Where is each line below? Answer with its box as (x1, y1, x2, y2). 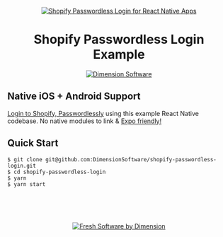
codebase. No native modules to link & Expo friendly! (7, 117, 162, 125)
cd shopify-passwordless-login (13, 168, 106, 175)
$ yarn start (7, 180, 46, 187)
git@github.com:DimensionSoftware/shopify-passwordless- (45, 156, 217, 163)
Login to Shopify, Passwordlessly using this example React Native (7, 109, 200, 117)
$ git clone (7, 156, 42, 163)
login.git (7, 162, 37, 169)
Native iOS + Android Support (7, 91, 141, 103)
